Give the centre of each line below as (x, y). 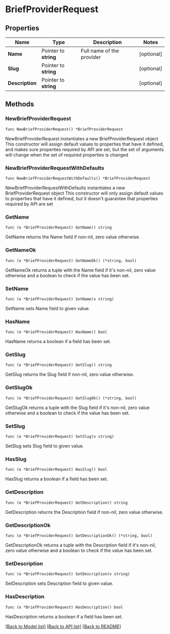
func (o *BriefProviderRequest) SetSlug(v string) (60, 437)
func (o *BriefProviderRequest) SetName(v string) (60, 299)
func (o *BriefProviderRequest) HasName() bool (56, 332)
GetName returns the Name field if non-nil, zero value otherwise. (73, 237)
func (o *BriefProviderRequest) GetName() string (59, 228)
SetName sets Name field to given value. (48, 308)
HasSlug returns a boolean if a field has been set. (57, 479)
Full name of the (100, 51)
